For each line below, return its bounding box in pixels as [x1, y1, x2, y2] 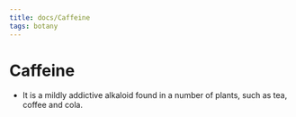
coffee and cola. [22, 100, 84, 111]
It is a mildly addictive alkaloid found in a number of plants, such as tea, [22, 90, 288, 101]
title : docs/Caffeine [9, 13, 91, 22]
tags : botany [9, 22, 58, 31]
